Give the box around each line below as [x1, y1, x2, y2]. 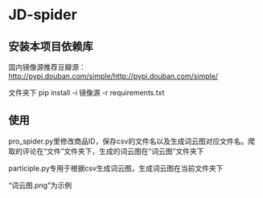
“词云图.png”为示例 [8, 180, 72, 190]
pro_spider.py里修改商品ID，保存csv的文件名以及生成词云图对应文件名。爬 [8, 136, 256, 146]
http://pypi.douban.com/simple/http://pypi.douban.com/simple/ [8, 71, 219, 81]
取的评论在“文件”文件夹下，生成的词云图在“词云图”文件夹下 [8, 146, 204, 156]
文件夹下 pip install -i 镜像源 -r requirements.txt [8, 88, 165, 97]
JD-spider [8, 6, 78, 24]
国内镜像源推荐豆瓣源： [8, 63, 86, 71]
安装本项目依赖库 [8, 39, 93, 53]
